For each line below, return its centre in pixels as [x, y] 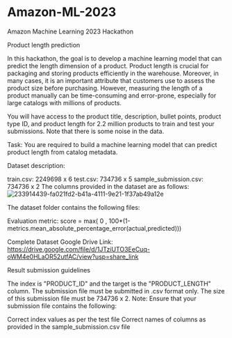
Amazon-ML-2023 [62, 12]
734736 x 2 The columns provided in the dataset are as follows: [98, 186]
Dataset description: [36, 165]
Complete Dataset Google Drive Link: [60, 242]
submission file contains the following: [62, 306]
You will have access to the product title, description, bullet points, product [114, 116]
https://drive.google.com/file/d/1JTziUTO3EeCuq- [79, 249]
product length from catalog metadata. [63, 152]
